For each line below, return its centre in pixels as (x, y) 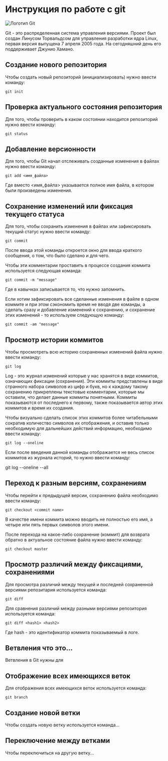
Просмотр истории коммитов (54, 340)
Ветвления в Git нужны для (34, 660)
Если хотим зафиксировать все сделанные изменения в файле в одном (82, 299)
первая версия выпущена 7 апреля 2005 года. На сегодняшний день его (83, 43)
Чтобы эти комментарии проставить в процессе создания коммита (78, 265)
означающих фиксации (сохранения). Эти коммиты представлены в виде (84, 381)
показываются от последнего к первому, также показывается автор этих (84, 402)
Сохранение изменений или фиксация (69, 206)
